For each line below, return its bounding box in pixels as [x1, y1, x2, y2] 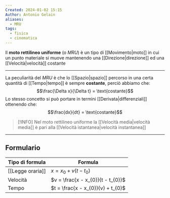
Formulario [5, 143, 40, 152]
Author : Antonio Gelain [5, 12, 56, 17]
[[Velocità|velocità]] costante [5, 60, 66, 66]
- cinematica [10, 36, 37, 41]
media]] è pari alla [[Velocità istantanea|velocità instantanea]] [17, 124, 146, 130]
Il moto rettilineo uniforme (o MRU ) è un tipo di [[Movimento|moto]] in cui [5, 49, 159, 56]
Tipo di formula [8, 159, 46, 166]
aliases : [5, 17, 24, 22]
